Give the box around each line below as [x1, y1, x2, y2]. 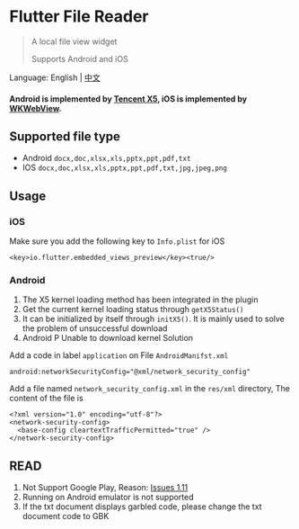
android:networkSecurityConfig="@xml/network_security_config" [9, 367, 251, 377]
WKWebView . [9, 103, 62, 113]
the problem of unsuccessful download [22, 323, 168, 334]
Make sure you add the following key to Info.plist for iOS [9, 236, 225, 247]
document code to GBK [22, 511, 110, 522]
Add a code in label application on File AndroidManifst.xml [9, 350, 229, 361]
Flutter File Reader [9, 6, 150, 27]
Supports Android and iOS [31, 53, 128, 64]
